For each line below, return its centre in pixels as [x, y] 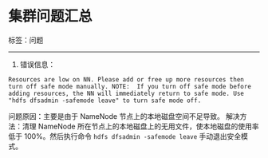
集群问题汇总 [51, 16]
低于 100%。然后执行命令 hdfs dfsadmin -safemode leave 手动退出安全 [125, 136]
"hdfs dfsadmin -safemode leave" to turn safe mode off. [105, 101]
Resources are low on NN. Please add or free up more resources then [126, 79]
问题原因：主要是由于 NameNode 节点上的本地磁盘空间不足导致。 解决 [124, 116]
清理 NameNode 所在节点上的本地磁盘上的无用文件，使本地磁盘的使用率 [140, 126]
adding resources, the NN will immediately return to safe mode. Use [126, 93]
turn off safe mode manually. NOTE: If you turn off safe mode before [130, 86]
